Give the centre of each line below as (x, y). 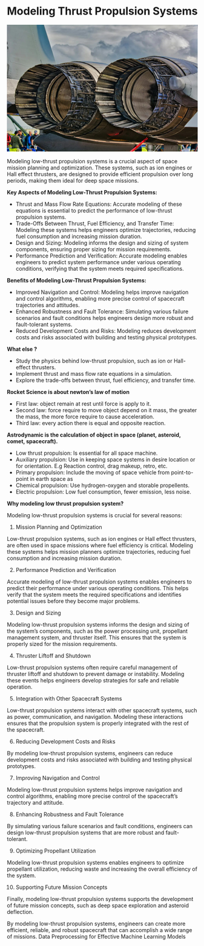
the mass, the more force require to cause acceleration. (85, 417)
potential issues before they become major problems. (73, 601)
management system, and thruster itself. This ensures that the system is (97, 638)
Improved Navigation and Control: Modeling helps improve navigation (102, 292)
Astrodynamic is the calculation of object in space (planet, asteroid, (94, 435)
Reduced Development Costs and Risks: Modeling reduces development (106, 331)
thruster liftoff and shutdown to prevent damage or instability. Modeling (96, 674)
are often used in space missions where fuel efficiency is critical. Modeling (100, 545)
